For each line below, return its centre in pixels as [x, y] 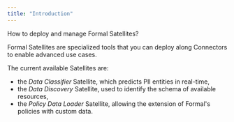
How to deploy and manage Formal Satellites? [73, 33]
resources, [33, 96]
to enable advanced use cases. [52, 54]
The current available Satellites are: [58, 68]
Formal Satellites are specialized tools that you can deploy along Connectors [117, 47]
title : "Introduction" [40, 14]
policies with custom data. [55, 111]
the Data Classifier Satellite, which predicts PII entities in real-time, [114, 82]
